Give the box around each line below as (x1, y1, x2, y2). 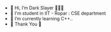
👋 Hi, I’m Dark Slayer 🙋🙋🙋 (10, 5, 64, 11)
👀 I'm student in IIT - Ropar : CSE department (10, 10, 106, 16)
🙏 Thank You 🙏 (10, 21, 42, 27)
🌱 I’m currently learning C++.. (10, 16, 73, 21)
